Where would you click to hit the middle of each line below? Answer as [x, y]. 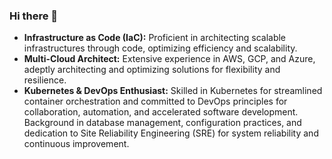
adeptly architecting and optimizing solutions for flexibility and [152, 70]
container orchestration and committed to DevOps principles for [155, 101]
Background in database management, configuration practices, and [162, 123]
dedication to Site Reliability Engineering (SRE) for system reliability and [171, 133]
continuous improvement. [76, 144]
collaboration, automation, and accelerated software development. [161, 112]
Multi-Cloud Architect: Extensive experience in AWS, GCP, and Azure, [169, 59]
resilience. [45, 80]
